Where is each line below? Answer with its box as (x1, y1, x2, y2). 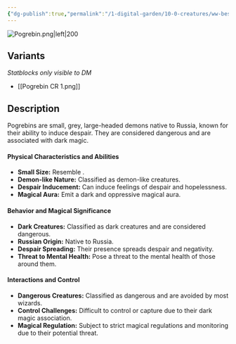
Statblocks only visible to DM (7, 68, 92, 77)
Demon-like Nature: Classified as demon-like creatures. (17, 175, 181, 184)
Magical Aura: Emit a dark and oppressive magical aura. (17, 191, 181, 199)
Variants (7, 50, 46, 62)
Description (7, 103, 60, 115)
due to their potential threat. (17, 329, 98, 337)
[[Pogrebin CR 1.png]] (17, 82, 81, 91)
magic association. (17, 314, 72, 322)
